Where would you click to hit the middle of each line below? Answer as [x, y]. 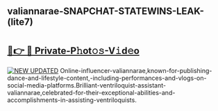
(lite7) [20, 22]
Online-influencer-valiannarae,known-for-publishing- [136, 71]
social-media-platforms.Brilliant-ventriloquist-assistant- [87, 85]
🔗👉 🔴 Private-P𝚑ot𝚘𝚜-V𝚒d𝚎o [74, 51]
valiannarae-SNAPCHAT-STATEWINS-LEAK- [106, 11]
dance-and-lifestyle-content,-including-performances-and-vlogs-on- [107, 78]
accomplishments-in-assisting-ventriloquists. [72, 100]
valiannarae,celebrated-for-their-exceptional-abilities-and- [91, 93]
